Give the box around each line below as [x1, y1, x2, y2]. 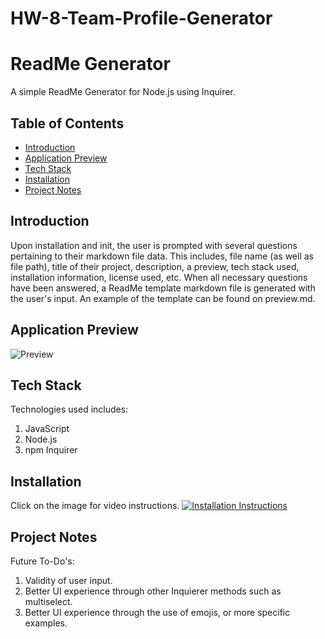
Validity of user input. [24, 575, 113, 586]
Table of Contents [10, 115, 125, 132]
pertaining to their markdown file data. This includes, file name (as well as [10, 250, 314, 262]
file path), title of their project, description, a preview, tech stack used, [10, 260, 300, 272]
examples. [24, 617, 68, 629]
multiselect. [24, 596, 73, 607]
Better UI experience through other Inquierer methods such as [24, 585, 282, 597]
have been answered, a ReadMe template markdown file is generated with [10, 282, 316, 294]
